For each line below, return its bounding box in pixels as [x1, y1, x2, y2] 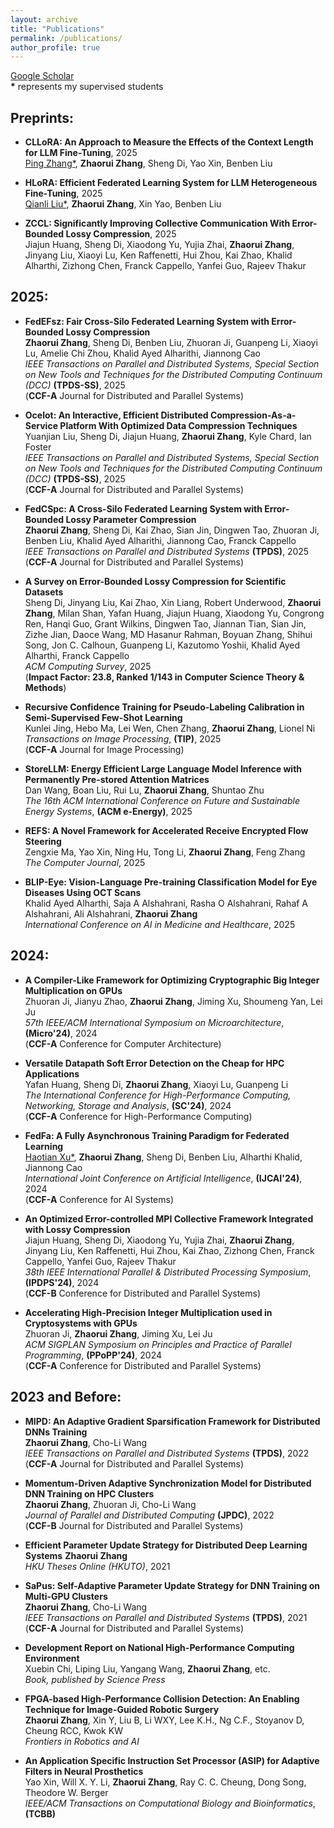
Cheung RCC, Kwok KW [24, 1724, 123, 1736]
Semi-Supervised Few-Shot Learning [24, 711, 183, 723]
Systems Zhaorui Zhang [24, 1549, 128, 1561]
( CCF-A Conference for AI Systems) [24, 1193, 175, 1205]
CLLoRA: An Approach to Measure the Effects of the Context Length [24, 136, 314, 148]
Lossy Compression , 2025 [65, 228, 177, 240]
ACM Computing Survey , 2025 [24, 660, 152, 672]
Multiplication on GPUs [24, 984, 123, 996]
